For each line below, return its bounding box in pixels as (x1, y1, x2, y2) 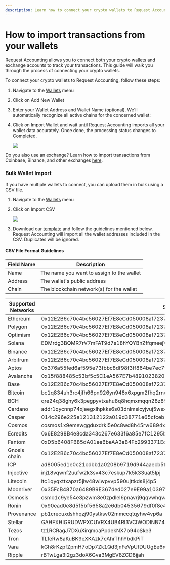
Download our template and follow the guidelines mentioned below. (12, 226, 153, 232)
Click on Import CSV (12, 206, 55, 212)
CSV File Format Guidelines (5, 248, 64, 254)
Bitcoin (8, 389, 24, 396)
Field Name (8, 261, 36, 268)
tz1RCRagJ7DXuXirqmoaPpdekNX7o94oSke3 (41, 527, 152, 534)
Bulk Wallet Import (5, 170, 52, 177)
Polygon (8, 323, 28, 330)
